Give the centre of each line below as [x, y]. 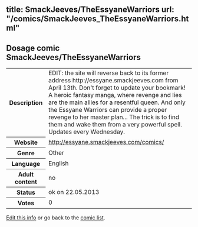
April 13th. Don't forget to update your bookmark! [117, 88]
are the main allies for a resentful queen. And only [117, 102]
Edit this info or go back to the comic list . [56, 218]
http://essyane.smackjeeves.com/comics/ [106, 142]
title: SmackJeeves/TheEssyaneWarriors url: [90, 10]
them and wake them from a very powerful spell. [115, 125]
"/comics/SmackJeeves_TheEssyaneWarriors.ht [98, 19]
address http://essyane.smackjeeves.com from [113, 81]
